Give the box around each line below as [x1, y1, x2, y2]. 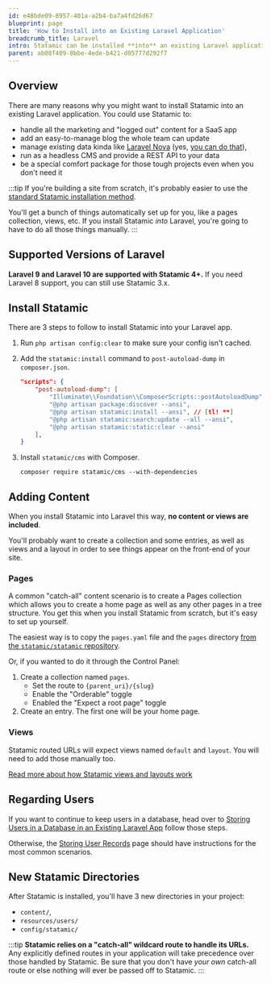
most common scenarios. [8, 847, 93, 856]
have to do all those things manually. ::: [8, 224, 138, 234]
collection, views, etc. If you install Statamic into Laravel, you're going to [8, 215, 248, 226]
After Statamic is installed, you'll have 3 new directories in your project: [8, 892, 245, 902]
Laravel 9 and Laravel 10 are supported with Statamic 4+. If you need [8, 269, 244, 279]
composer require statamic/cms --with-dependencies [19, 469, 198, 477]
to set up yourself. [8, 617, 69, 627]
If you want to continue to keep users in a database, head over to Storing [8, 814, 251, 823]
